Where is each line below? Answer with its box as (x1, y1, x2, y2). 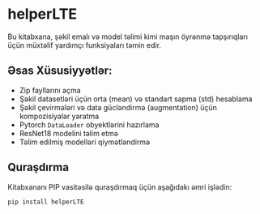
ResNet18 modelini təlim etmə (19, 128, 119, 138)
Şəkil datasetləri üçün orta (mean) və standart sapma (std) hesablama (19, 94, 253, 104)
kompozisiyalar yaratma (19, 111, 100, 121)
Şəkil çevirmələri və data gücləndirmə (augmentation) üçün (19, 102, 218, 112)
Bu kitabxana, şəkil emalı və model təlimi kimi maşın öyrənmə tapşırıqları (7, 32, 249, 41)
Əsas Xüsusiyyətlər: (7, 64, 113, 78)
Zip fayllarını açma (19, 85, 82, 95)
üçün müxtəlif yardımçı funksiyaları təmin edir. (7, 40, 161, 49)
